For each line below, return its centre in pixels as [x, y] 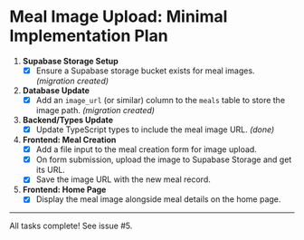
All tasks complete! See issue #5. [71, 226]
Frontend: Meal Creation [69, 140]
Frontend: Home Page [64, 190]
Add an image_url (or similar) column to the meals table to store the [161, 100]
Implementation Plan [89, 36]
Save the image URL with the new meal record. [123, 179]
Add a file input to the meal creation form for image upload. [147, 149]
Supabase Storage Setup [71, 61]
